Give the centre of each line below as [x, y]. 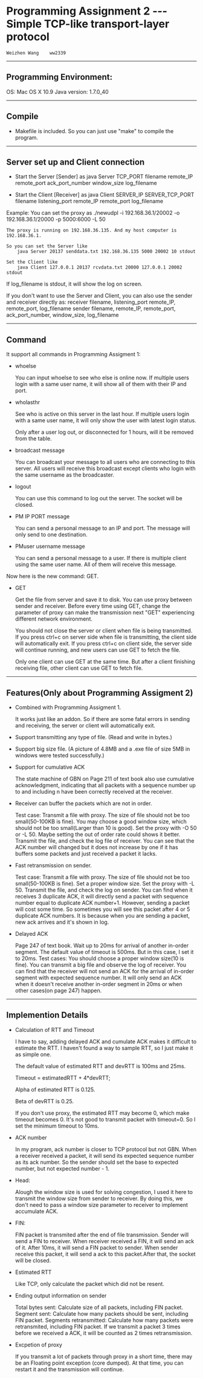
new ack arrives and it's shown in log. [62, 922]
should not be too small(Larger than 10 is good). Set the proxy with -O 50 [106, 828]
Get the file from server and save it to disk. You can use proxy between [103, 599]
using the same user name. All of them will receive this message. [96, 564]
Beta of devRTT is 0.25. [44, 1101]
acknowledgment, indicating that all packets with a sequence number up [105, 785]
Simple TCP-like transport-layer [88, 24]
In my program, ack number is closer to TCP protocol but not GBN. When [106, 1149]
